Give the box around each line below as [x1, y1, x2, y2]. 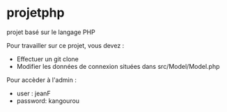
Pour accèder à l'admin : [6, 75, 77, 84]
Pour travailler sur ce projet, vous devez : [6, 41, 125, 49]
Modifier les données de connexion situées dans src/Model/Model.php [16, 62, 220, 70]
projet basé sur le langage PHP [6, 28, 95, 36]
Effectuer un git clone [16, 54, 79, 63]
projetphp [6, 5, 65, 21]
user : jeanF [16, 89, 51, 97]
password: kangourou [16, 96, 80, 105]
